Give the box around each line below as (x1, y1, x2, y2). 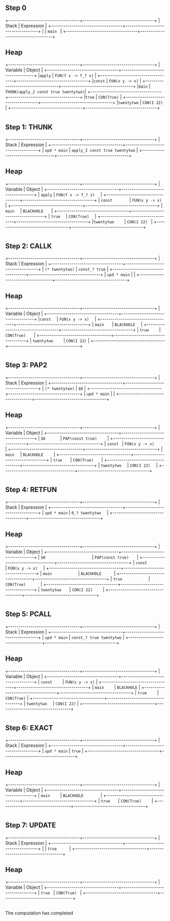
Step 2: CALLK (5, 242, 52, 250)
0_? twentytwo (71, 510, 101, 516)
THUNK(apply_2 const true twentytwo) (5, 90, 85, 95)
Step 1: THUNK (5, 123, 53, 131)
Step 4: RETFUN (5, 485, 57, 494)
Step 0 (5, 4, 27, 12)
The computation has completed (5, 910, 74, 916)
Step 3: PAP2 (5, 361, 47, 369)
